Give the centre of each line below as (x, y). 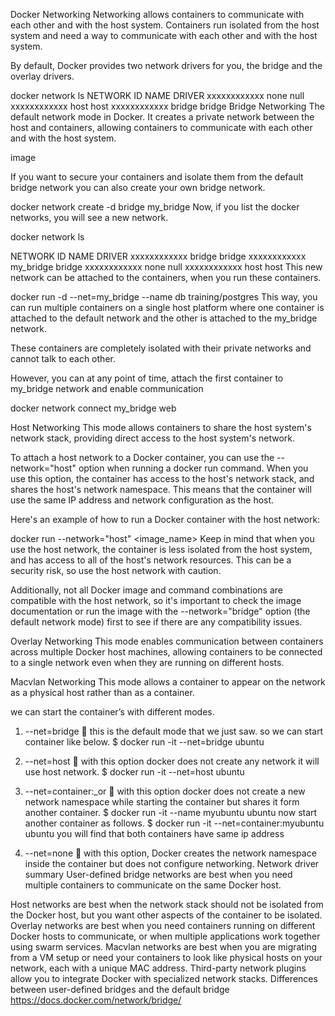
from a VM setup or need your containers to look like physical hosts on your (166, 957)
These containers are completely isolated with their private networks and (161, 348)
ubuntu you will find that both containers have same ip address (154, 833)
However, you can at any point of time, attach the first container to (147, 378)
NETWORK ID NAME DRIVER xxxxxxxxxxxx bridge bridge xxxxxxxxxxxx (158, 256)
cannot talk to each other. (63, 358)
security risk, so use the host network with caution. (116, 570)
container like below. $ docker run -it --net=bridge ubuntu (144, 742)
